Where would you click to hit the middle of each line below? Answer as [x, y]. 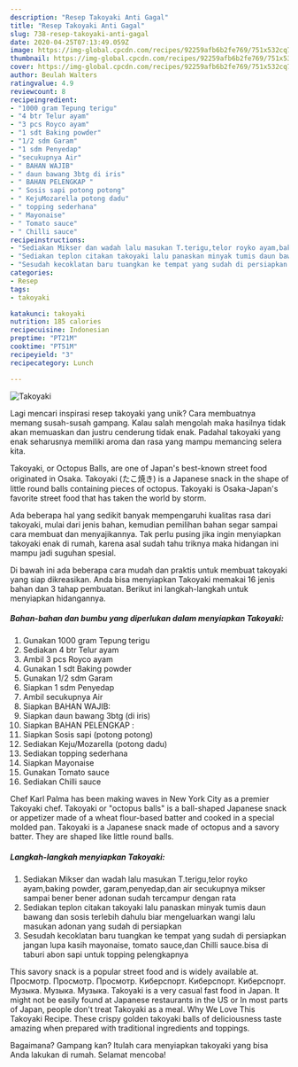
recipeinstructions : [48, 240]
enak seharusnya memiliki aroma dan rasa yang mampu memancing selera [146, 441]
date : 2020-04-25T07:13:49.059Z [69, 42]
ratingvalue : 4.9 [42, 83]
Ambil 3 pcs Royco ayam [68, 659]
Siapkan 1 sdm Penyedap [69, 688]
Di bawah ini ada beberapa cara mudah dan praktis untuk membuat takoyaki [149, 570]
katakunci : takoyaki [48, 314]
